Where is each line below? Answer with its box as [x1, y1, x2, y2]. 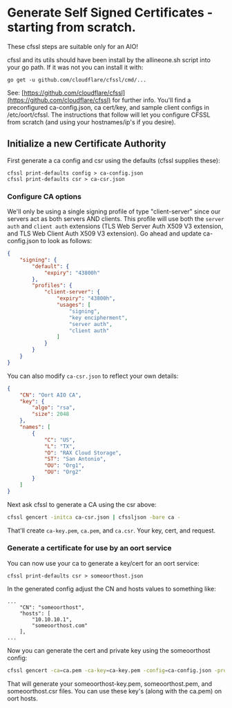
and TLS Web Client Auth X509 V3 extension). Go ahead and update [7, 229, 202, 238]
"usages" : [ [56, 302, 91, 309]
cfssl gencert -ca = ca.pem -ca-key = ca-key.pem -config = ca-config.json [7, 667, 212, 674]
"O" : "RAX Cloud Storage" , [43, 449, 122, 457]
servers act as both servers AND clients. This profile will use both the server [7, 215, 224, 223]
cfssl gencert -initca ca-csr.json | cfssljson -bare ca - [7, 513, 181, 521]
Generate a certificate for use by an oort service [7, 544, 172, 553]
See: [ [7, 88, 24, 97]
